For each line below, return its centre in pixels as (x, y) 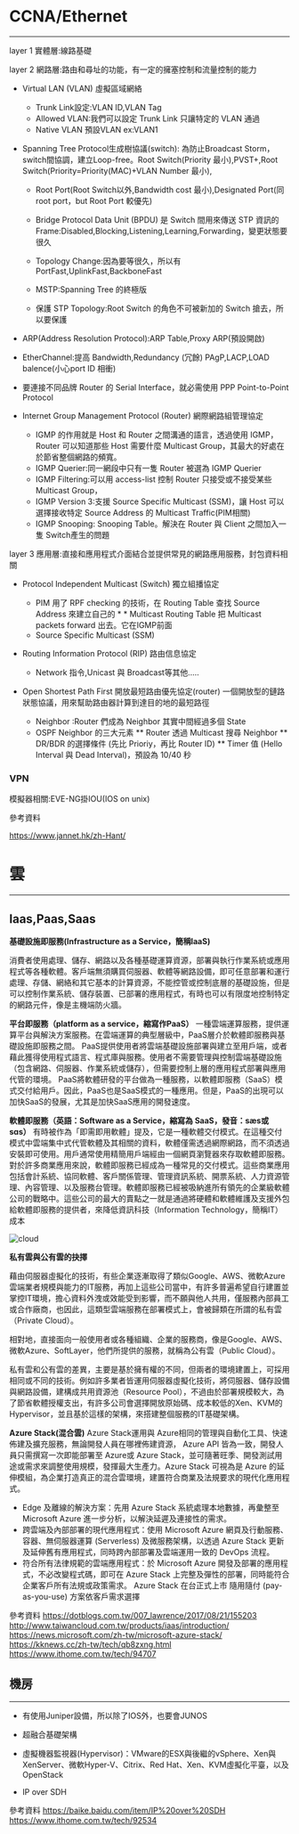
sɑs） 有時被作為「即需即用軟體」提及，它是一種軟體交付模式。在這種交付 (146, 1131)
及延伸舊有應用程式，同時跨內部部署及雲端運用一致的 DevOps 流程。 (148, 1552)
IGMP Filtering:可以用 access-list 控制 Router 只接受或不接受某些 (154, 479)
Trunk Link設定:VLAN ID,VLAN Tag (98, 107)
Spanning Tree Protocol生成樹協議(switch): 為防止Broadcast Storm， (148, 148)
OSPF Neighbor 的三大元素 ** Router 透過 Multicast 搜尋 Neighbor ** (162, 732)
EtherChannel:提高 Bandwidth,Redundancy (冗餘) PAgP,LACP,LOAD (145, 357)
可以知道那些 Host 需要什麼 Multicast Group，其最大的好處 (170, 445)
